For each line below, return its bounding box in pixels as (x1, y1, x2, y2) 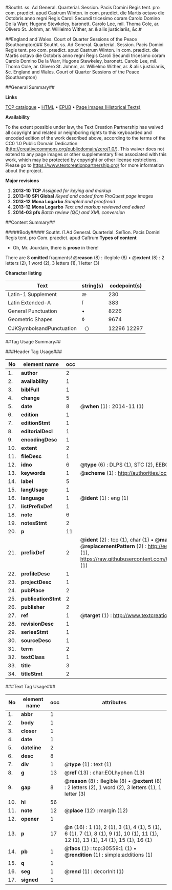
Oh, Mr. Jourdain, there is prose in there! (12, 245, 99, 250)
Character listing (5, 270, 42, 276)
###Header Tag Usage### (5, 349, 62, 355)
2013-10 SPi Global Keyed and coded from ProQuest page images (12, 193, 154, 199)
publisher (21, 604, 45, 610)
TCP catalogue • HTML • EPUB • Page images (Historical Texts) (5, 104, 141, 110)
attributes (102, 699, 127, 706)
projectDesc (21, 578, 52, 586)
